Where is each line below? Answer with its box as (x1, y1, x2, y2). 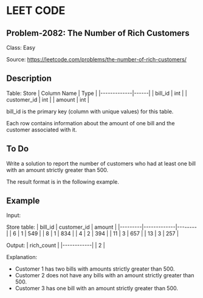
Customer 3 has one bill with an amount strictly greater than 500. (15, 285, 178, 292)
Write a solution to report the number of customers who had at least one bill (6, 159, 196, 167)
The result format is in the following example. (6, 178, 120, 185)
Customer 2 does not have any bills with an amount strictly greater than (15, 272, 194, 279)
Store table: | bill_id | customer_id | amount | (6, 223, 117, 231)
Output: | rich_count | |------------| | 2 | (6, 241, 105, 249)
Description (6, 74, 52, 84)
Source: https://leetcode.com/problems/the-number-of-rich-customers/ (6, 56, 187, 63)
